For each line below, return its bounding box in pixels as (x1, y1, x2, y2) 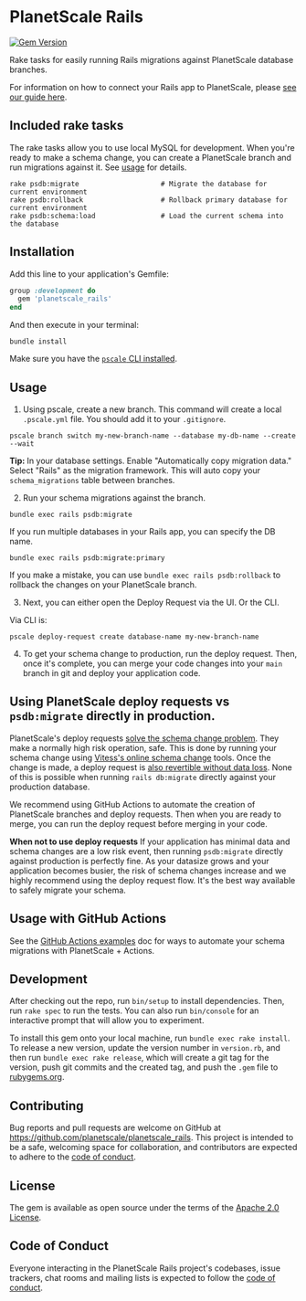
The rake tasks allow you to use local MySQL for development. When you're (9, 142, 295, 153)
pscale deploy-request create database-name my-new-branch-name (9, 632, 259, 641)
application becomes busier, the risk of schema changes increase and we (9, 865, 287, 876)
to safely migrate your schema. (9, 884, 126, 895)
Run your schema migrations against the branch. (22, 492, 206, 503)
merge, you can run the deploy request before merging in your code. (9, 818, 268, 829)
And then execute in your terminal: (9, 320, 140, 331)
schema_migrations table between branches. (9, 475, 175, 485)
